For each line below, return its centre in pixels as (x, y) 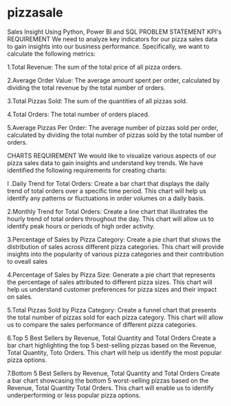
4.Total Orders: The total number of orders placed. (78, 114)
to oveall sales (27, 261)
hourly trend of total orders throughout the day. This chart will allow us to (111, 219)
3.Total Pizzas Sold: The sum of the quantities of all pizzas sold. (97, 100)
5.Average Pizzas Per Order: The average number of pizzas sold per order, (113, 127)
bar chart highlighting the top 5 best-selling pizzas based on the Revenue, (112, 345)
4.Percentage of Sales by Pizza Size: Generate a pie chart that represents (111, 275)
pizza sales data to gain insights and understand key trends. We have (105, 162)
